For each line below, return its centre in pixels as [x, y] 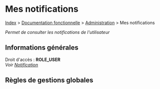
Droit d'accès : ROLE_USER [33, 59]
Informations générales [42, 48]
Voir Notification [22, 64]
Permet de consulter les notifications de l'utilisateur [57, 32]
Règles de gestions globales [49, 80]
